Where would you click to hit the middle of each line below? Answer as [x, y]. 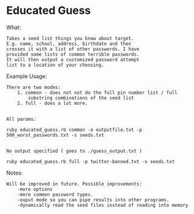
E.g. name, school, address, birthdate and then [69, 44]
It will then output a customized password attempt [73, 59]
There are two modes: [34, 87]
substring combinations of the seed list [81, 98]
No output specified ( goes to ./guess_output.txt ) [74, 151]
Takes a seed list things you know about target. [70, 38]
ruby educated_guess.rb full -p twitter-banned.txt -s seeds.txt [90, 161]
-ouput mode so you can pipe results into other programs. [93, 200]
